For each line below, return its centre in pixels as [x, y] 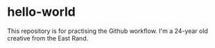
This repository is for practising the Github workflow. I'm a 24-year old [108, 31]
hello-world [42, 12]
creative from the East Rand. [48, 38]
